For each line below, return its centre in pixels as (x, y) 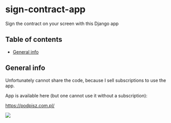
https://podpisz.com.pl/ (30, 105)
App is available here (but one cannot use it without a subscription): (76, 95)
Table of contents (34, 40)
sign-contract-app (45, 9)
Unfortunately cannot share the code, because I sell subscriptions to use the (86, 80)
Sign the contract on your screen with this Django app (62, 23)
